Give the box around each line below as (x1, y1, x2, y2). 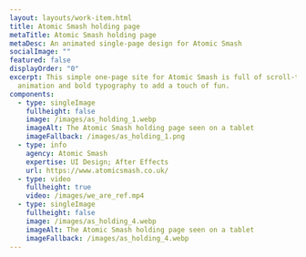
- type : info (17, 140, 67, 149)
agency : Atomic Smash (25, 149, 107, 158)
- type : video (17, 174, 71, 183)
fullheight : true (25, 183, 92, 192)
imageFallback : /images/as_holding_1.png (25, 132, 185, 141)
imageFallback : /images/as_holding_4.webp (25, 233, 189, 242)
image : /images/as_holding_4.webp (25, 216, 157, 226)
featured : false (9, 56, 71, 65)
